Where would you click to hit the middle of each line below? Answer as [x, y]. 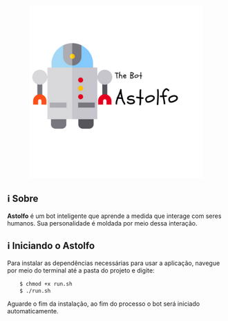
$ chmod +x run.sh [46, 284]
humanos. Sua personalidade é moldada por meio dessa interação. [102, 223]
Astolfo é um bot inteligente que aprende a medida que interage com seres [114, 216]
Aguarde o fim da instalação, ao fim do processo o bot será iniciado [104, 304]
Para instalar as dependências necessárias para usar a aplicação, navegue [114, 263]
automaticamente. [33, 311]
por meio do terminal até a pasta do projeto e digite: [81, 270]
